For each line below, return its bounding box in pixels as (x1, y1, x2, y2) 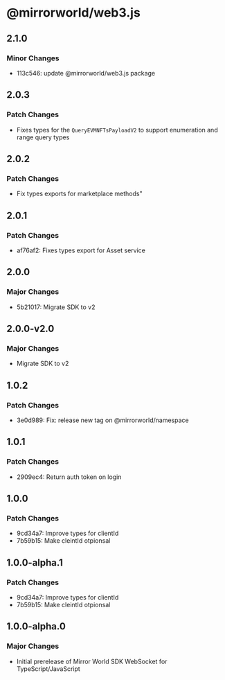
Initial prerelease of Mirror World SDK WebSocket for (16, 657, 168, 665)
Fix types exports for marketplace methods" (16, 189, 143, 198)
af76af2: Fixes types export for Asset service (16, 246, 146, 254)
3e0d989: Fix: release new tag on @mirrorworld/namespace (16, 416, 189, 424)
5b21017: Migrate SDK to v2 (16, 303, 96, 311)
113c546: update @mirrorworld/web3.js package (16, 69, 156, 77)
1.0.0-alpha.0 (6, 620, 66, 632)
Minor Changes (6, 53, 60, 63)
